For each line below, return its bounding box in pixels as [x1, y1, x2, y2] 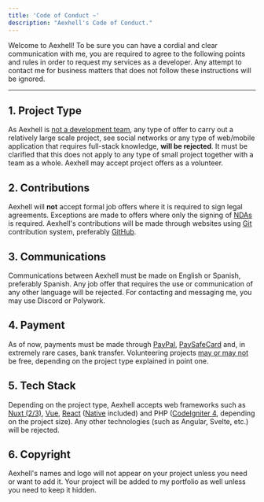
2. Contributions [8, 181, 90, 194]
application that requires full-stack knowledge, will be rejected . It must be [8, 142, 248, 151]
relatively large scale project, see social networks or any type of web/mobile [8, 133, 255, 142]
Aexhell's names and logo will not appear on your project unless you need [8, 469, 247, 478]
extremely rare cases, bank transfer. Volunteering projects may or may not [8, 348, 249, 357]
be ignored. [8, 74, 46, 83]
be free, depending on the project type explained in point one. [8, 356, 209, 366]
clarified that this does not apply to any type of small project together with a [8, 150, 254, 160]
